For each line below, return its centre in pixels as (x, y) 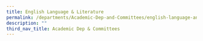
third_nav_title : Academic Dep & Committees (63, 29)
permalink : (20, 17)
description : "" (27, 23)
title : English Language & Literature (55, 12)
